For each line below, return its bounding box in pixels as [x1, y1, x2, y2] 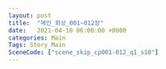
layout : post [8, 11, 52, 20]
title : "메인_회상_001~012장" [8, 19, 104, 27]
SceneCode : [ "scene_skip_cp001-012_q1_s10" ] [8, 48, 159, 56]
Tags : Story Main [8, 41, 66, 49]
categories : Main [8, 33, 66, 42]
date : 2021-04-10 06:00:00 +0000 [8, 26, 127, 34]
